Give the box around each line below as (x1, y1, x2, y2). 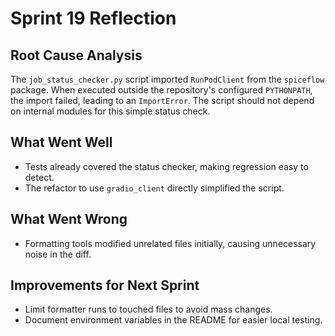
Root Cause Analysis (10, 47, 143, 64)
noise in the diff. (24, 248, 92, 260)
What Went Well (10, 134, 113, 151)
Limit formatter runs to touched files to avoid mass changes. (24, 303, 273, 316)
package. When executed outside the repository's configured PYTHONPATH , (10, 84, 313, 96)
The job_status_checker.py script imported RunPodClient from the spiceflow (10, 73, 325, 85)
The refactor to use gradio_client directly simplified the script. (24, 182, 285, 194)
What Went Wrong (10, 211, 128, 228)
